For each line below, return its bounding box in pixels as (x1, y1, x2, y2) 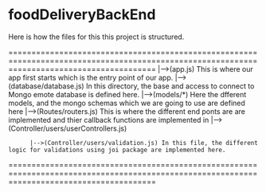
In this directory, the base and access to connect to (86, 81, 255, 91)
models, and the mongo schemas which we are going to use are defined (8, 98, 245, 108)
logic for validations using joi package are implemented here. (8, 146, 226, 154)
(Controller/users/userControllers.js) (8, 123, 127, 133)
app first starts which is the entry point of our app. (8, 72, 174, 82)
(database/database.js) (8, 81, 85, 91)
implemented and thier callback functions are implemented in (8, 115, 209, 124)
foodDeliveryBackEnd (8, 6, 156, 24)
